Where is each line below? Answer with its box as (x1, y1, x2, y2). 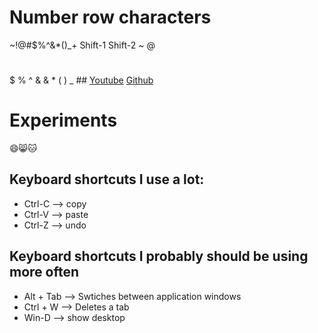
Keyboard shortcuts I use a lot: (9, 171, 205, 188)
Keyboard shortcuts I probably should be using (9, 248, 309, 265)
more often (9, 264, 80, 281)
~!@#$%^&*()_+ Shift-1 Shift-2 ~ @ (9, 39, 156, 51)
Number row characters (9, 6, 212, 29)
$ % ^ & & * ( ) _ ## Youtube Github (9, 74, 154, 86)
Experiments (9, 109, 118, 132)
